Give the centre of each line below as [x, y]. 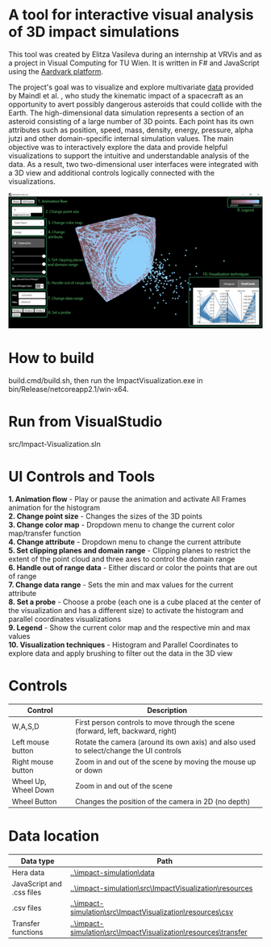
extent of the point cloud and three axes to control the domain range [122, 559]
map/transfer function [45, 533]
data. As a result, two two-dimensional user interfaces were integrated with [133, 164]
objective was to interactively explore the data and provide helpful [118, 147]
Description [167, 711]
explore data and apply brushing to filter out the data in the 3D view [121, 653]
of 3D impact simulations [94, 32]
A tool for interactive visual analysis [131, 15]
